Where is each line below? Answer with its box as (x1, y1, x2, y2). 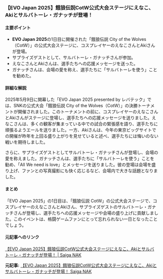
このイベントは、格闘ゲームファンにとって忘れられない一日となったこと (13, 216, 158, 222)
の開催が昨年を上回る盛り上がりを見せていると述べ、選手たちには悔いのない (5, 133, 159, 139)
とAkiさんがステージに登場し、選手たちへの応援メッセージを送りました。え (5, 115, 157, 121)
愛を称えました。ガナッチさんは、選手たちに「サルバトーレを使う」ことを (5, 156, 155, 162)
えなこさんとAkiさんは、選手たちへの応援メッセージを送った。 (12, 61, 138, 67)
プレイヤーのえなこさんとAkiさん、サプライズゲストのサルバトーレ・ (9, 204, 148, 210)
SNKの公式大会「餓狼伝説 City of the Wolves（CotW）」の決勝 (13, 103, 138, 109)
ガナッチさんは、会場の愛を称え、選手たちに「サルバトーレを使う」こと (12, 67, 158, 73)
